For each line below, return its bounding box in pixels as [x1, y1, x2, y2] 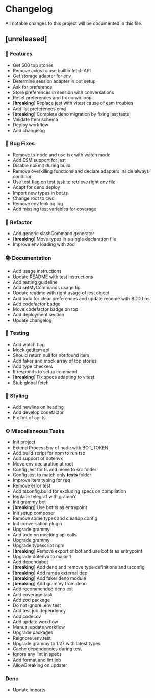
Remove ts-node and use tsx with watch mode [12, 152, 111, 158]
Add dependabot [12, 559, 48, 565]
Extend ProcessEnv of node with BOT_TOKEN [12, 445, 109, 451]
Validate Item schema [12, 116, 59, 122]
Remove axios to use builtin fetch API [12, 67, 91, 73]
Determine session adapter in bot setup [12, 78, 96, 84]
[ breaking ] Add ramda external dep [12, 569, 88, 576]
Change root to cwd [12, 195, 55, 201]
